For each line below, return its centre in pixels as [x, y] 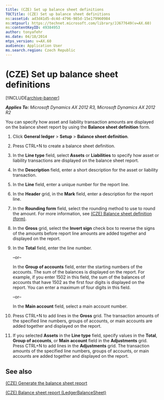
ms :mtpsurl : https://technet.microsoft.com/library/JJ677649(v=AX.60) [79, 23]
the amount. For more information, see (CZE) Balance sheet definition [82, 214]
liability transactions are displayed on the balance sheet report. [76, 160]
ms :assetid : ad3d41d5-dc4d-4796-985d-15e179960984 [58, 18]
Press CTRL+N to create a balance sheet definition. [64, 146]
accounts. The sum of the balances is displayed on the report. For [79, 272]
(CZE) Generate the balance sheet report [46, 383]
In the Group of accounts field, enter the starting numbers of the [77, 267]
